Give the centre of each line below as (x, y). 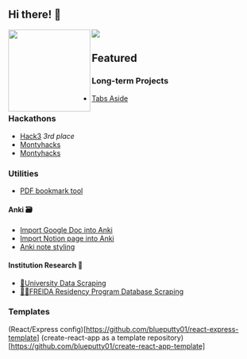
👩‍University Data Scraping (63, 283)
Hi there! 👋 (35, 15)
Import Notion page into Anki (67, 238)
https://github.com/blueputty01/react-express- (162, 329)
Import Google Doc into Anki (66, 230)
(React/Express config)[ (47, 329)
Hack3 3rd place (47, 136)
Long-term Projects (130, 81)
